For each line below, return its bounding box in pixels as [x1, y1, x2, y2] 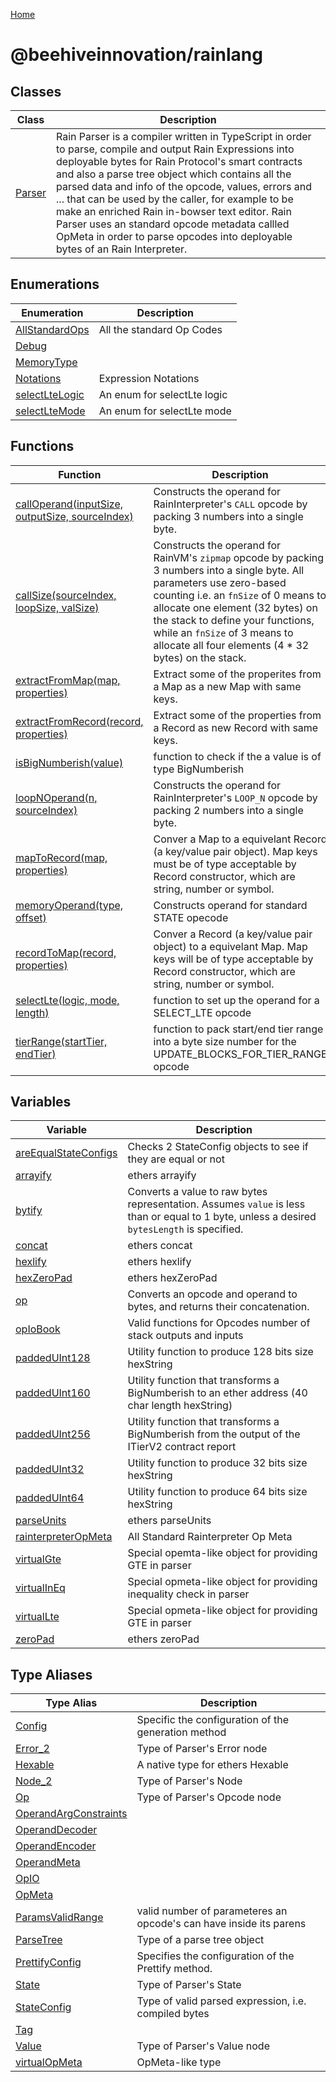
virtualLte [15, 1610, 60, 1624]
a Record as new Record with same [153, 720, 319, 734]
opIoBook [15, 1322, 61, 1336]
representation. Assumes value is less [127, 1197, 306, 1211]
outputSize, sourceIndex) [15, 509, 134, 523]
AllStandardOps [15, 322, 90, 336]
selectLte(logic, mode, [15, 993, 120, 1007]
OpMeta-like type [136, 2055, 222, 2069]
